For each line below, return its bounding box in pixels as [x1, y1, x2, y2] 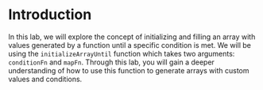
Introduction [8, 6, 92, 24]
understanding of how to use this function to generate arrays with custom [8, 65, 249, 75]
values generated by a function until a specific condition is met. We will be [8, 40, 252, 49]
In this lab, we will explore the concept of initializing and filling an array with [8, 32, 256, 41]
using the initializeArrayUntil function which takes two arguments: [8, 49, 235, 58]
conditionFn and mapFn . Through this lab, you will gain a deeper [8, 57, 215, 67]
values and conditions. [8, 74, 83, 84]
